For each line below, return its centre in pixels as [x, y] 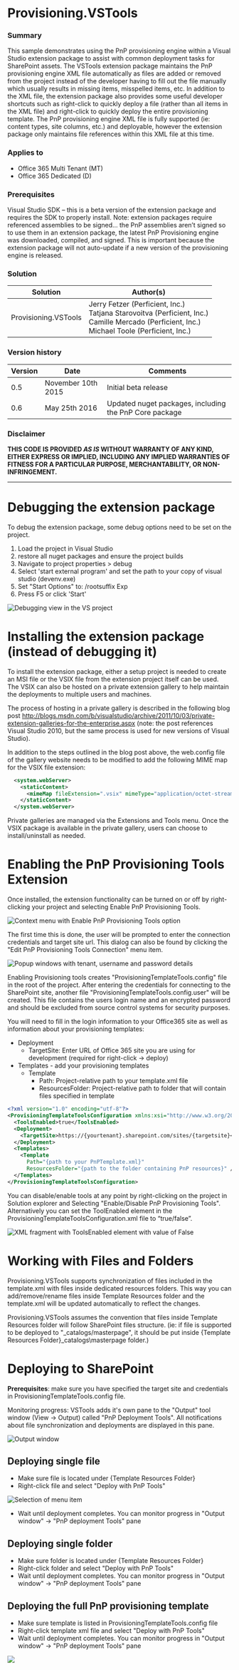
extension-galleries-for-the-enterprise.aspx [71, 723]
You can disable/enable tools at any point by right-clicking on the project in [117, 1195]
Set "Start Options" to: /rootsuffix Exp [73, 586]
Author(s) [148, 292]
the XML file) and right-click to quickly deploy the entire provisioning [108, 111]
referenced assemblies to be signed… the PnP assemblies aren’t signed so [117, 225]
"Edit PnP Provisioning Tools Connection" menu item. [85, 950]
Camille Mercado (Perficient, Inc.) [145, 322]
